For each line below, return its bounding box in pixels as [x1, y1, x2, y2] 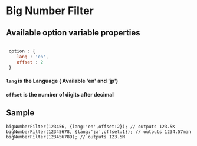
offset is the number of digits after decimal [6, 91, 114, 98]
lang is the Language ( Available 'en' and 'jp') [6, 78, 119, 85]
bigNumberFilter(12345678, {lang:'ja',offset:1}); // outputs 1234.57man [6, 128, 192, 135]
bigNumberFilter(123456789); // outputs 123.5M [6, 134, 126, 140]
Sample [6, 108, 35, 118]
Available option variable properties [6, 28, 140, 38]
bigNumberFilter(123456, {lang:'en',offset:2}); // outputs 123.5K [6, 124, 176, 130]
